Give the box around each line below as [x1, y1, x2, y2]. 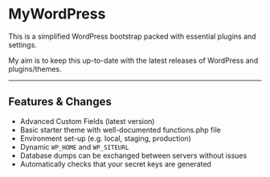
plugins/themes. [8, 64, 62, 73]
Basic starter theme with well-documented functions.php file [19, 125, 221, 134]
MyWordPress [8, 5, 106, 23]
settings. [8, 39, 38, 49]
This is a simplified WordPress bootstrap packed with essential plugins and [8, 31, 256, 41]
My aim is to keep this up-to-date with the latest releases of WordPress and [8, 56, 259, 65]
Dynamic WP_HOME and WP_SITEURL [19, 142, 129, 151]
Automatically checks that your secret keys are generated [19, 158, 211, 169]
